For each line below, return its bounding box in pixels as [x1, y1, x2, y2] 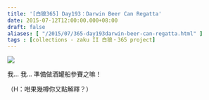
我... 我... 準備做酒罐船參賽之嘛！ [7, 70, 102, 78]
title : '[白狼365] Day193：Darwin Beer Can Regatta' [7, 10, 162, 18]
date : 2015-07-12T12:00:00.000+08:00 [7, 17, 118, 24]
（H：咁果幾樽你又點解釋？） [7, 85, 93, 94]
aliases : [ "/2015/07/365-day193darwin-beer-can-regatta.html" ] [7, 30, 203, 37]
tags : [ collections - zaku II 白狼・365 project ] [7, 37, 156, 44]
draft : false [7, 23, 46, 30]
